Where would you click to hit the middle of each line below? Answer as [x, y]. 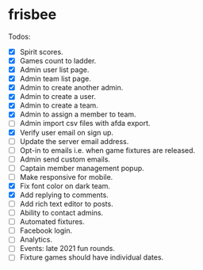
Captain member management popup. [82, 168]
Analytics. [36, 240]
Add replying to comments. [64, 195]
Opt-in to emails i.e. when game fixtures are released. [107, 150]
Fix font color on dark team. [65, 186]
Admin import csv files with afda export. [85, 124]
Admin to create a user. [58, 97]
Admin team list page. [55, 79]
